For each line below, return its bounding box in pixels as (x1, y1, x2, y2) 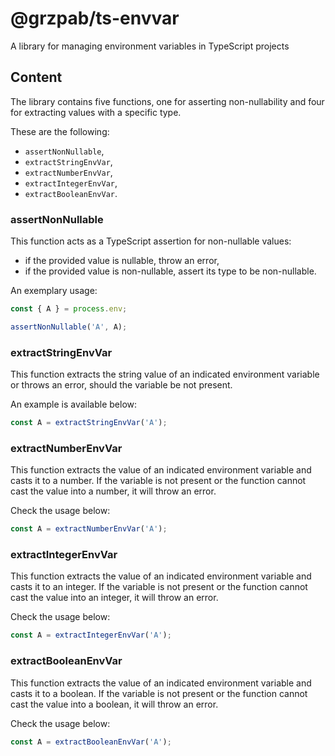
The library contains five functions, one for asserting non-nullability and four (10, 95, 325, 107)
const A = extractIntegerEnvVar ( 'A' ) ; (10, 630, 172, 641)
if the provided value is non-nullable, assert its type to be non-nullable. (24, 265, 317, 277)
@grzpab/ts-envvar (10, 7, 180, 30)
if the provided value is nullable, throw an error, (24, 255, 220, 267)
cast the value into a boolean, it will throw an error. (10, 698, 219, 710)
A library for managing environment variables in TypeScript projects (10, 40, 290, 52)
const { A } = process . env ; (10, 304, 128, 314)
